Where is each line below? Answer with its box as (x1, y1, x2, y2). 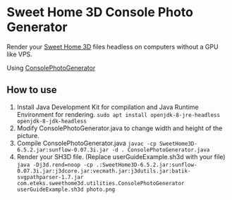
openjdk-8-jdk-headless (16, 118, 87, 125)
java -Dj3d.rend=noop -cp (16, 161, 93, 168)
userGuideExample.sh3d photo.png (16, 186, 116, 193)
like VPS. (6, 50, 32, 58)
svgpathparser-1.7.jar (16, 173, 84, 180)
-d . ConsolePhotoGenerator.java (111, 146, 210, 154)
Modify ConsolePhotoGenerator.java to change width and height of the (16, 124, 223, 132)
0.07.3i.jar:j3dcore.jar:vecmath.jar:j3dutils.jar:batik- (16, 167, 191, 175)
